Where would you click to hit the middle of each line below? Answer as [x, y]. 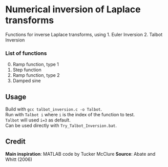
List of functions [26, 53]
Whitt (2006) [19, 159]
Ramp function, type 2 [36, 75]
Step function [27, 70]
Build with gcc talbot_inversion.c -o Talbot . [54, 109]
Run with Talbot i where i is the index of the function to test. [70, 115]
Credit [15, 142]
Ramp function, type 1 [36, 65]
